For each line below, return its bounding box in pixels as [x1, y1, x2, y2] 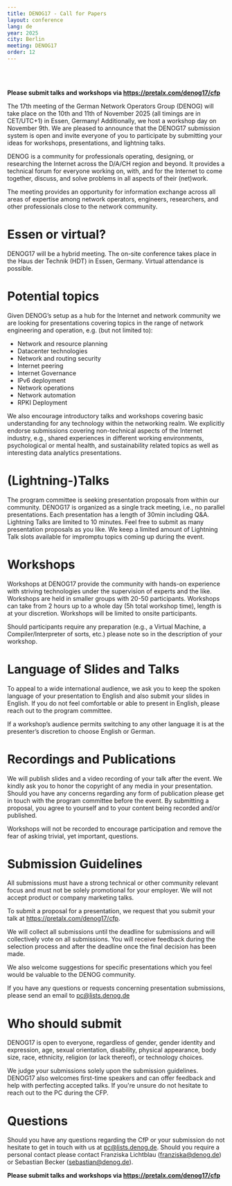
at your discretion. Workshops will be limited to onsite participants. [7, 609, 197, 617]
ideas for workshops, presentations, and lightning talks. [7, 138, 166, 147]
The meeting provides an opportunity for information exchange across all [7, 188, 216, 196]
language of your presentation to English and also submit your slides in [7, 692, 210, 700]
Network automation [17, 390, 76, 399]
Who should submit [7, 1016, 123, 1032]
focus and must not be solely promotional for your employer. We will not [7, 886, 213, 895]
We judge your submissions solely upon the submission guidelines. [7, 1067, 199, 1075]
